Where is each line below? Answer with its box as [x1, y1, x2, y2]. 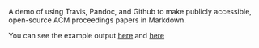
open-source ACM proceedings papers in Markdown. [8, 15, 186, 25]
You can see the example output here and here [8, 31, 165, 40]
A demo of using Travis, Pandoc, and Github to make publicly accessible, [8, 7, 253, 16]
